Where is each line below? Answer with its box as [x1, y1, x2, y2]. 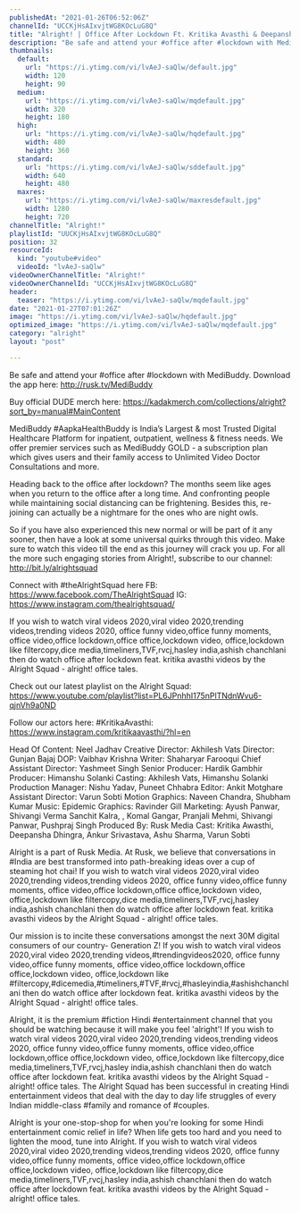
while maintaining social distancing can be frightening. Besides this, [9, 497, 259, 508]
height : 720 [25, 212, 70, 222]
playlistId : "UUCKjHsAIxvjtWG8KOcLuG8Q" [9, 229, 162, 238]
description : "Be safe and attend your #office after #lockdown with [9, 38, 274, 47]
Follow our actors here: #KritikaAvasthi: [9, 717, 154, 728]
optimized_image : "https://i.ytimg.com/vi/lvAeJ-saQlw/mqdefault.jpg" [9, 321, 278, 330]
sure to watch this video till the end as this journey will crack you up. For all [9, 543, 286, 554]
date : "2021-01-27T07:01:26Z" [9, 304, 122, 313]
